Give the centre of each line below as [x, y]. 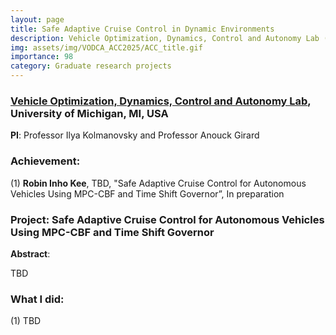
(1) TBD [26, 321]
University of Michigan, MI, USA [89, 113]
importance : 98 [42, 57]
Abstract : [30, 253]
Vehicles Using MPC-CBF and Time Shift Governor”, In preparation [147, 193]
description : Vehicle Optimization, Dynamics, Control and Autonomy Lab [165, 38]
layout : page [37, 19]
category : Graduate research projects [91, 66]
